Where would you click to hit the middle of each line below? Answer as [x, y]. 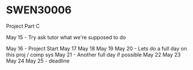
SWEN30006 [39, 10]
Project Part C [23, 26]
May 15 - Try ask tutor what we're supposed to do [66, 37]
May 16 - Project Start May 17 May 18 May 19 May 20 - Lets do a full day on [96, 48]
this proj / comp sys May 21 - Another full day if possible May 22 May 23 [94, 54]
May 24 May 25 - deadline [38, 61]
